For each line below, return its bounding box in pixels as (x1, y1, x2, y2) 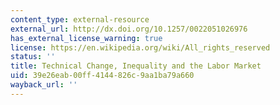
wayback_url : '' (10, 80, 78, 90)
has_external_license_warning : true (10, 33, 163, 43)
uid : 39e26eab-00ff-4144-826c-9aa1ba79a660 (10, 71, 195, 81)
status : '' (10, 52, 56, 62)
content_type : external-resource (10, 14, 150, 25)
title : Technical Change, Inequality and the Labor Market (10, 61, 262, 71)
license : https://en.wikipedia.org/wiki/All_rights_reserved (10, 42, 271, 53)
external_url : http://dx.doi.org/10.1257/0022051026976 (10, 24, 248, 34)
